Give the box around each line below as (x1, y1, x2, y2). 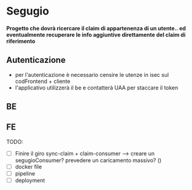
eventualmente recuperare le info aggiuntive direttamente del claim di (6, 31, 186, 38)
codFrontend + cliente (15, 77, 71, 85)
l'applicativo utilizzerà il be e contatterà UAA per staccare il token (15, 84, 179, 91)
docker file (15, 163, 42, 170)
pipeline (15, 169, 35, 177)
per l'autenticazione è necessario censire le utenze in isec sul (15, 71, 169, 78)
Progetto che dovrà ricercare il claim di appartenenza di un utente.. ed (6, 24, 186, 31)
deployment (15, 177, 45, 184)
